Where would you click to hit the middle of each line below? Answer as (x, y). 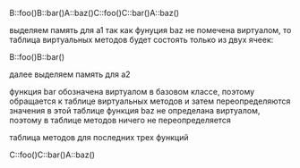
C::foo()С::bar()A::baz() (52, 155)
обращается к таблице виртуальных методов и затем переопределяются (150, 101)
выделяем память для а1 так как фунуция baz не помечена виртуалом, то (150, 30)
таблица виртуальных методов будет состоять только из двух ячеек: (141, 40)
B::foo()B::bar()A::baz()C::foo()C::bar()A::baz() (94, 13)
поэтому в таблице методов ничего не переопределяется (120, 120)
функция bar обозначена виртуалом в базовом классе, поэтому (132, 92)
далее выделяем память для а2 (70, 74)
